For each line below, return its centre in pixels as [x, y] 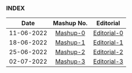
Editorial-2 [108, 52]
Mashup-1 [70, 43]
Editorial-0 [108, 33]
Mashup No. [70, 23]
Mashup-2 [70, 52]
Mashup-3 [70, 61]
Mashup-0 [70, 33]
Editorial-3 [108, 61]
